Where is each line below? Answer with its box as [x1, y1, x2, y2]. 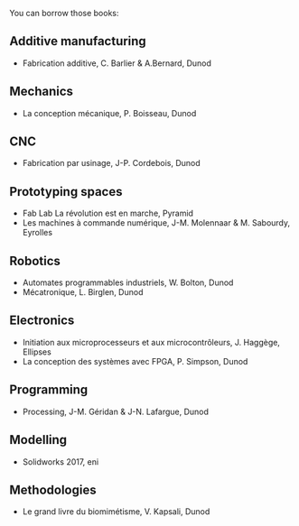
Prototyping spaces [9, 184, 123, 199]
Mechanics [9, 84, 74, 99]
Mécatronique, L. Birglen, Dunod [22, 287, 144, 298]
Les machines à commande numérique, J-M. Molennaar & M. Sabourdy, [22, 217, 291, 228]
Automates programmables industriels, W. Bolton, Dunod [22, 277, 234, 288]
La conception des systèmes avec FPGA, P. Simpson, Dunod [22, 355, 248, 366]
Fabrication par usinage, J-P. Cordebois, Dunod [22, 158, 201, 169]
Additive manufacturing [9, 33, 146, 49]
